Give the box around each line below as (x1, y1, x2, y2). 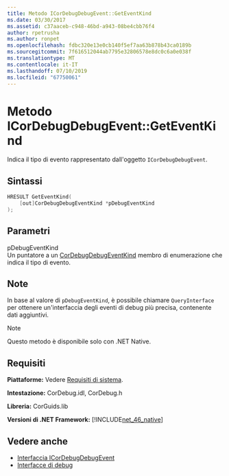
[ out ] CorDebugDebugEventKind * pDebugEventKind (19, 200, 155, 207)
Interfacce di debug (16, 461, 73, 469)
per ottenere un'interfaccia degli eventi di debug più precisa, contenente (7, 304, 212, 312)
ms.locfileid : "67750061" (7, 73, 81, 81)
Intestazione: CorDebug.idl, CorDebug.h (7, 389, 123, 397)
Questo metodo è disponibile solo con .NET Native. (7, 337, 152, 345)
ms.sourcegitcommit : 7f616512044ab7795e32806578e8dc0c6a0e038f (7, 49, 192, 56)
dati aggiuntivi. (7, 310, 49, 319)
